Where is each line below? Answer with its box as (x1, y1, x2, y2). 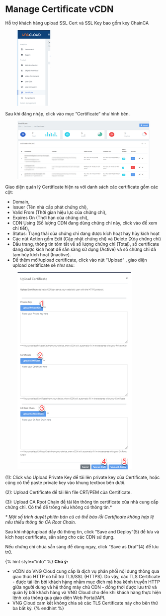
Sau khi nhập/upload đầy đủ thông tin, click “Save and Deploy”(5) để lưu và (5, 529, 160, 535)
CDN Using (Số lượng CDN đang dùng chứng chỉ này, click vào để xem (12, 220, 158, 226)
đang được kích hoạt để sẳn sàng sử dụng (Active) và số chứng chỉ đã (12, 246, 157, 252)
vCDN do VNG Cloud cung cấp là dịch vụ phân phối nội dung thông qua (12, 568, 160, 574)
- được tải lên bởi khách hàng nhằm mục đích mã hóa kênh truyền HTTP (12, 579, 160, 585)
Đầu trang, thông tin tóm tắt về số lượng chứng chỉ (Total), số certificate (12, 241, 160, 247)
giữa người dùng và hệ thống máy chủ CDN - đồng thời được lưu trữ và (12, 584, 157, 590)
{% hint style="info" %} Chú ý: (5, 559, 69, 565)
